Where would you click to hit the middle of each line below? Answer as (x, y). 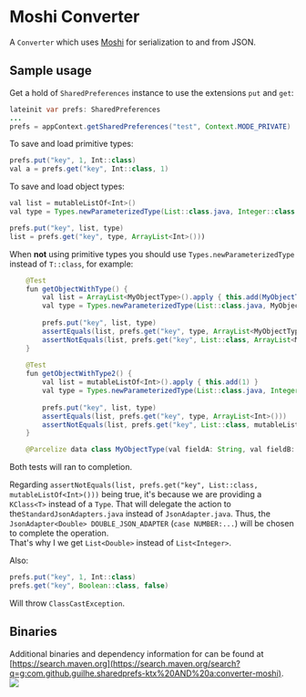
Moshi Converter (75, 17)
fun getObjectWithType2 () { (79, 374)
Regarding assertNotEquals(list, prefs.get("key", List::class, (134, 484)
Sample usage (51, 71)
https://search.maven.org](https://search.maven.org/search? (127, 663)
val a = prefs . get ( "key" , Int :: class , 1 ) (89, 169)
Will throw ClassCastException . (67, 603)
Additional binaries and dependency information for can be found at (137, 653)
